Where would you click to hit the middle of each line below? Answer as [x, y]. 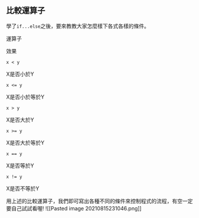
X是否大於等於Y [25, 142]
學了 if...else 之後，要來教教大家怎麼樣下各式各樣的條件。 [78, 26]
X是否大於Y [20, 119]
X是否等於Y [20, 165]
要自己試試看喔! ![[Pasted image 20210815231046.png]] [74, 208]
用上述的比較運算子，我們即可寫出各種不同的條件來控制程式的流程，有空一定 [99, 201]
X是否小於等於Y [25, 97]
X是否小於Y [20, 74]
